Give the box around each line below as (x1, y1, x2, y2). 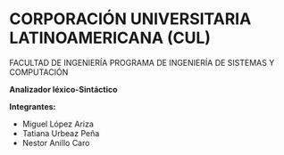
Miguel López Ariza (21, 118, 94, 129)
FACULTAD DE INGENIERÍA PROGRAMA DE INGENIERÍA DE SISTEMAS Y (9, 57, 275, 68)
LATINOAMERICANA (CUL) (9, 28, 212, 48)
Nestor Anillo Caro (21, 137, 90, 148)
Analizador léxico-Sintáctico (9, 84, 118, 94)
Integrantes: (9, 101, 56, 111)
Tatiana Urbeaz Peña (21, 127, 100, 138)
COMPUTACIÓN (9, 67, 69, 77)
